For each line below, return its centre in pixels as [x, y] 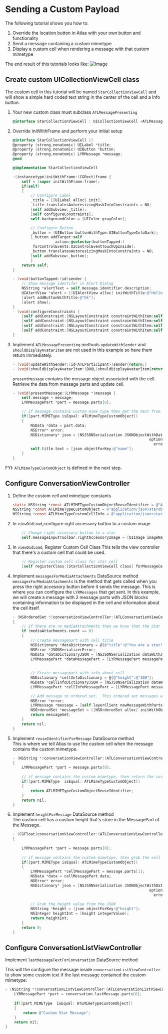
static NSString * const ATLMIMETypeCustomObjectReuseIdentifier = [83, 505]
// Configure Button [52, 228]
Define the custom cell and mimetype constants [62, 496]
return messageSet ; [51, 715]
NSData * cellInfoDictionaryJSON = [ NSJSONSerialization [90, 682]
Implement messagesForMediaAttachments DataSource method [75, 576]
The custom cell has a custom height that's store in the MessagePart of [86, 820]
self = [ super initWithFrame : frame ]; [61, 182]
